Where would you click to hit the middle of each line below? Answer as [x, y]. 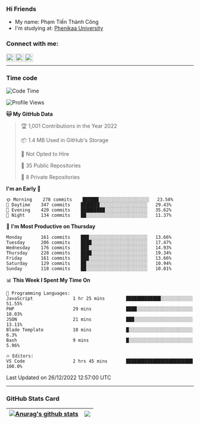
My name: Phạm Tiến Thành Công [57, 22]
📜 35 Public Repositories [51, 165]
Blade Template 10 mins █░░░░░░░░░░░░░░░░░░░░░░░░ [100, 330]
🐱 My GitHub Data [30, 114]
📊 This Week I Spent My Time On [48, 280]
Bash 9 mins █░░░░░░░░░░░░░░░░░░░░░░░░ [100, 340]
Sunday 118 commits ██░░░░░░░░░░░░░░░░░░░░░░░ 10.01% [89, 268]
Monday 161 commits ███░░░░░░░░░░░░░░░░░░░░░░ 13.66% [89, 237]
